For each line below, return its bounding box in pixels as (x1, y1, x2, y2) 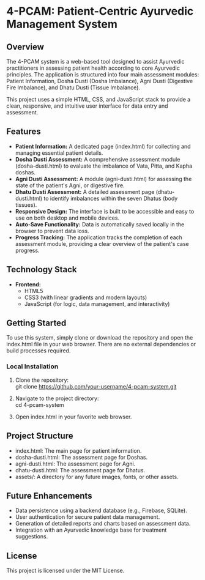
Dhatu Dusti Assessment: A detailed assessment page (15, 188, 155, 195)
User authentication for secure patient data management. (15, 513, 160, 521)
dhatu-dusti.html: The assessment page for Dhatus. (15, 466, 146, 474)
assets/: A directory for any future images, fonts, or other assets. (15, 473, 179, 480)
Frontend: (15, 280, 41, 288)
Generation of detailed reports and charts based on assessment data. (15, 520, 191, 527)
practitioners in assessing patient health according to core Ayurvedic (6, 64, 181, 72)
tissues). (15, 201, 37, 209)
